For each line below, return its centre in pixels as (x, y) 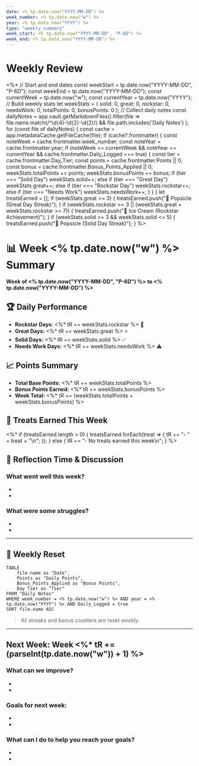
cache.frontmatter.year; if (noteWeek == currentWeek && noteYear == (91, 148)
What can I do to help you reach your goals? (70, 740)
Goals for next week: (36, 705)
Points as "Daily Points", (50, 578)
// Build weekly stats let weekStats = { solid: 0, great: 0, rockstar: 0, (88, 104)
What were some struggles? (47, 511)
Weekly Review (45, 68)
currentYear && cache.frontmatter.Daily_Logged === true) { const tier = (93, 154)
